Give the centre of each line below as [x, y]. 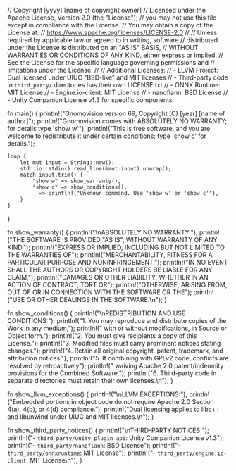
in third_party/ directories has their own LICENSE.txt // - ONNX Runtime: [114, 85]
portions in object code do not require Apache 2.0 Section [130, 402]
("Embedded [26, 402]
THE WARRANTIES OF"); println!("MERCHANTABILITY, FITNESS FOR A [110, 255]
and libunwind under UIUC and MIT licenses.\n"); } [81, 417]
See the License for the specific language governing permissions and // [111, 62]
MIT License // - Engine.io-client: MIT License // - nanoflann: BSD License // [118, 92]
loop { [17, 156]
